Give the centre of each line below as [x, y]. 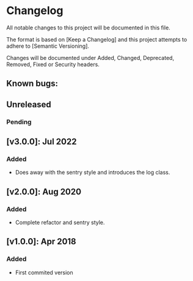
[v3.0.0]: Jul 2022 [42, 142]
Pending [19, 122]
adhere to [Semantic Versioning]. [48, 46]
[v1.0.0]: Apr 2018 [41, 242]
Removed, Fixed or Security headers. [53, 64]
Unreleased [29, 104]
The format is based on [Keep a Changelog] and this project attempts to [97, 39]
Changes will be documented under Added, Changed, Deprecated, [90, 58]
